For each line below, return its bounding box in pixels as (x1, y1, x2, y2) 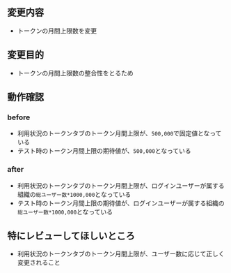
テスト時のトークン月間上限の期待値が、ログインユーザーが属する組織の (17, 198, 225, 207)
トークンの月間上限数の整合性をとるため (17, 68, 134, 77)
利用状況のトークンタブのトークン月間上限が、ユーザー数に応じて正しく (17, 250, 225, 258)
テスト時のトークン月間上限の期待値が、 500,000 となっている (17, 147, 191, 155)
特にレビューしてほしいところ (7, 230, 136, 242)
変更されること (17, 258, 61, 267)
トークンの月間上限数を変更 (17, 27, 97, 35)
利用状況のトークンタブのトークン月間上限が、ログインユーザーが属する (17, 181, 225, 190)
